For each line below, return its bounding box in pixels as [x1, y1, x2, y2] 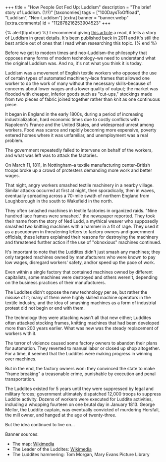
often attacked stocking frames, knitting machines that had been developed [5, 320, 160, 326]
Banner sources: [5, 431, 39, 437]
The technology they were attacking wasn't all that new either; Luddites [5, 315, 151, 321]
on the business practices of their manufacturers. [5, 280, 106, 285]
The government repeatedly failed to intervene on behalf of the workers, [5, 147, 153, 153]
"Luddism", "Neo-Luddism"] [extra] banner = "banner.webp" [5, 15, 129, 20]
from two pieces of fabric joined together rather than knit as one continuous [5, 96, 160, 102]
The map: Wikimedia [12, 441, 55, 447]
